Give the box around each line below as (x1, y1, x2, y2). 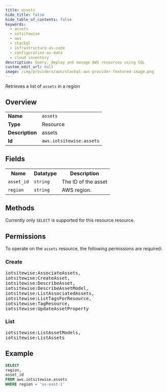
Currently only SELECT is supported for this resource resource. (5, 217, 135, 224)
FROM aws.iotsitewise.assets (5, 377, 67, 382)
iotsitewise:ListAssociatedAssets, (5, 290, 94, 296)
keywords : (5, 21, 27, 27)
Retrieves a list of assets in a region (5, 83, 80, 89)
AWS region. (62, 186, 92, 193)
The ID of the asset (62, 178, 108, 185)
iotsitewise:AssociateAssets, (5, 270, 81, 276)
